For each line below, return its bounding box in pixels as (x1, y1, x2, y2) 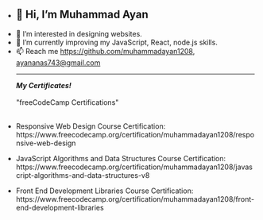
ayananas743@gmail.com (15, 57, 101, 68)
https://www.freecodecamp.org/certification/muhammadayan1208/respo (15, 129, 255, 139)
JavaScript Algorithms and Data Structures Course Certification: (15, 153, 226, 163)
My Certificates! (15, 80, 72, 90)
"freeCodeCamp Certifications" (15, 97, 119, 107)
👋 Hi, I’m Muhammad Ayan (15, 8, 149, 21)
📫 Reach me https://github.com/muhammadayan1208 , (15, 46, 195, 56)
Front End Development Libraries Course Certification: (15, 186, 194, 195)
